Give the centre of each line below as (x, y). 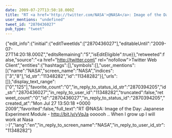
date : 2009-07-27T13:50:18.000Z (40, 10)
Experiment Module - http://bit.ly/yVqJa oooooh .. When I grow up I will (80, 114)
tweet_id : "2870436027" (31, 24)
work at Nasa (19, 120)
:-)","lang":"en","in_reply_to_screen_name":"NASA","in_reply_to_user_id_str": (85, 125)
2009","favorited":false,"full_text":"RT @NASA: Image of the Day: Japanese (85, 109)
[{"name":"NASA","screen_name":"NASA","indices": (60, 71)
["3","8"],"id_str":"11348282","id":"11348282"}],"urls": (61, 76)
